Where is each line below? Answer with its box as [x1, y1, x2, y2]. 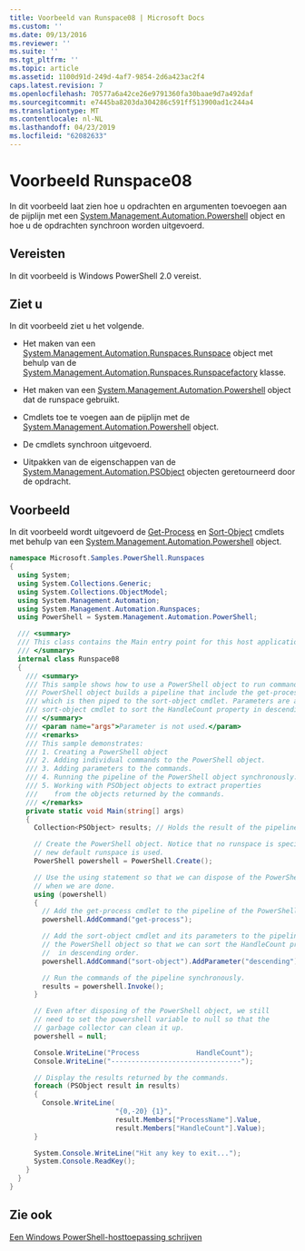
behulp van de [22, 358, 77, 369]
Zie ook [9, 1207, 53, 1223]
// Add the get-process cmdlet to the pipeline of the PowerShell [42, 907, 299, 916]
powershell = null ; [33, 1031, 107, 1040]
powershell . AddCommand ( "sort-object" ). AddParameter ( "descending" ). [42, 957, 302, 966]
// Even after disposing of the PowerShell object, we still [33, 1007, 271, 1016]
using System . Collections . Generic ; [17, 578, 152, 588]
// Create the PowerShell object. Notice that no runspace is [33, 840, 274, 849]
